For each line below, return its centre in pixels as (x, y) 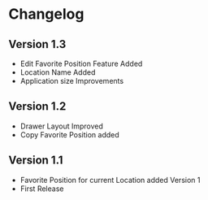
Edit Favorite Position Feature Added (81, 63)
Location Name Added (58, 72)
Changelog (46, 14)
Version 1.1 (36, 161)
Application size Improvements (72, 81)
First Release (42, 189)
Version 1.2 (37, 107)
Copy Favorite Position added (69, 134)
